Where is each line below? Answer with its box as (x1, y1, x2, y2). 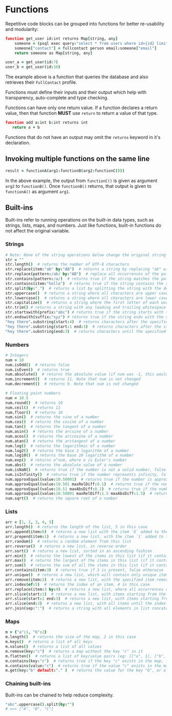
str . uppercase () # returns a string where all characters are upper (5, 291, 157, 296)
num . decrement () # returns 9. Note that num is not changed (5, 382, 139, 387)
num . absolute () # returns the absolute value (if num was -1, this (5, 372, 155, 377)
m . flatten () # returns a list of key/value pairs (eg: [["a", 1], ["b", (5, 653, 166, 659)
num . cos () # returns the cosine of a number (5, 419, 104, 425)
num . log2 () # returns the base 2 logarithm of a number (5, 448, 130, 453)
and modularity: (5, 26, 38, 32)
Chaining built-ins (5, 680, 51, 687)
